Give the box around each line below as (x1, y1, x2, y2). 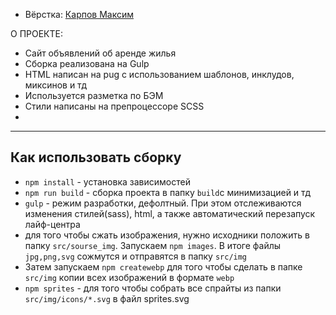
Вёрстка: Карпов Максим (24, 9, 135, 20)
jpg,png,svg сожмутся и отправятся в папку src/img (24, 250, 248, 262)
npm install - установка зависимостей (24, 175, 191, 188)
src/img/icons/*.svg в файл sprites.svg (24, 292, 190, 304)
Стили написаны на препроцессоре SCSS (24, 100, 205, 112)
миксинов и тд (24, 79, 88, 91)
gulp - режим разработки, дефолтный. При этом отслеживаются (24, 197, 302, 209)
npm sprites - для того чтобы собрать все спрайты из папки (24, 282, 282, 294)
